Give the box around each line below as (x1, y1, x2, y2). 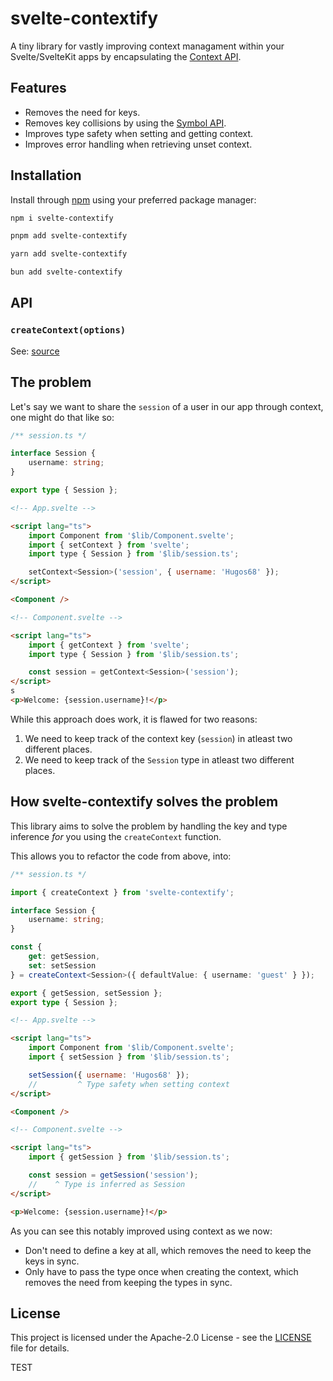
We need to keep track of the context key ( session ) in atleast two (24, 732, 293, 744)
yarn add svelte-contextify (10, 249, 128, 259)
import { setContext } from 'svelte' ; (28, 540, 190, 550)
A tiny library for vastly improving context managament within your (10, 40, 285, 52)
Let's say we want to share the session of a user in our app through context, (10, 400, 324, 412)
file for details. (10, 1342, 70, 1354)
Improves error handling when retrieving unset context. (24, 138, 253, 150)
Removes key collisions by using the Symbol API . (24, 117, 227, 129)
